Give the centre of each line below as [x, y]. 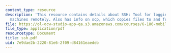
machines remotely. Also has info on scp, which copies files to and [85, 19]
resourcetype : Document [31, 33]
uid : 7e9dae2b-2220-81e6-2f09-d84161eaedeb [52, 43]
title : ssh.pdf [21, 38]
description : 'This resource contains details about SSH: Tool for [78, 15]
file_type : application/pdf [35, 29]
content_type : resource [31, 10]
